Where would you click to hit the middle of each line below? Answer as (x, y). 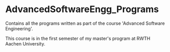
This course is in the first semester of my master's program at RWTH (78, 38)
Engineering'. (19, 28)
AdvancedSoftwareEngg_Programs (82, 9)
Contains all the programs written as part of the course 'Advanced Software (85, 23)
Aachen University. (25, 43)
